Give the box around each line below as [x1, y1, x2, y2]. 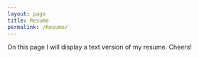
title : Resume [7, 17, 50, 24]
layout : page [7, 10, 46, 18]
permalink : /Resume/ [7, 23, 69, 30]
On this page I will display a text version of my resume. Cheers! [7, 43, 192, 52]
